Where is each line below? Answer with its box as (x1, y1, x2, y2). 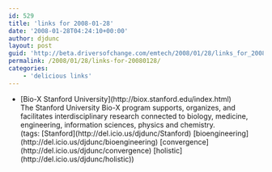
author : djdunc (8, 34, 60, 43)
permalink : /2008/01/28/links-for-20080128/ (8, 57, 161, 65)
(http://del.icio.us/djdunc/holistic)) (19, 154, 135, 164)
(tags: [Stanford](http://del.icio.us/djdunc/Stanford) (19, 128, 192, 138)
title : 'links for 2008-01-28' (8, 19, 114, 27)
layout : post (8, 42, 53, 50)
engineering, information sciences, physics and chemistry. (19, 120, 216, 129)
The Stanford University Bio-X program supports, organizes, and (19, 103, 236, 112)
